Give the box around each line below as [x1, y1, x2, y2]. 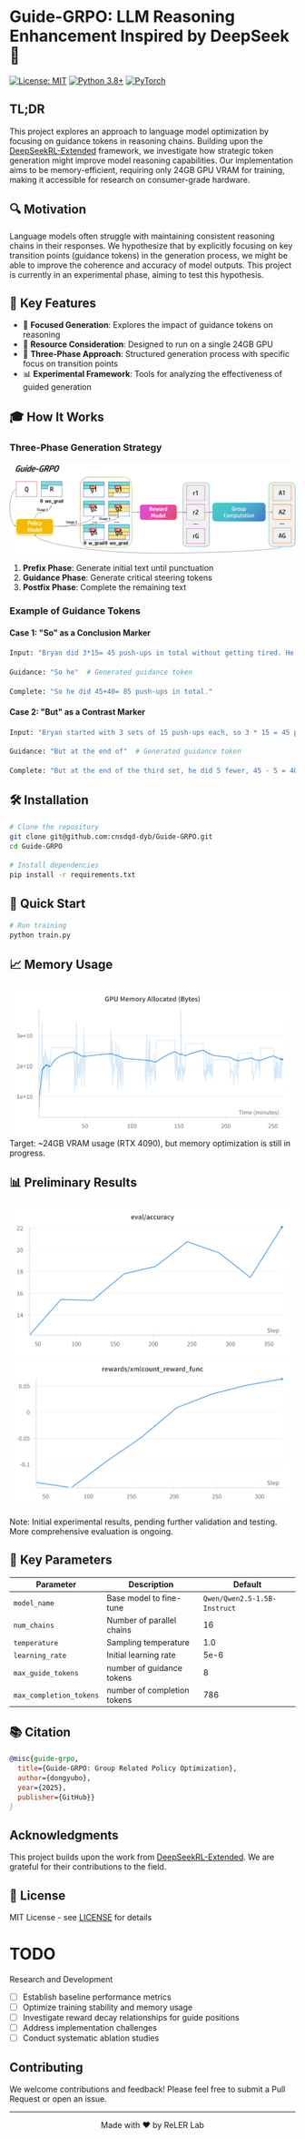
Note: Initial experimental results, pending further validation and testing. [9, 1516, 278, 1527]
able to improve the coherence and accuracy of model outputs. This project [9, 260, 292, 270]
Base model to [106, 1592, 161, 1604]
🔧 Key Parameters [9, 1553, 113, 1568]
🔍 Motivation [9, 202, 86, 218]
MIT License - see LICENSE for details [9, 1912, 152, 1923]
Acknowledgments [9, 1828, 120, 1843]
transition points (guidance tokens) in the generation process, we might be [9, 250, 289, 260]
